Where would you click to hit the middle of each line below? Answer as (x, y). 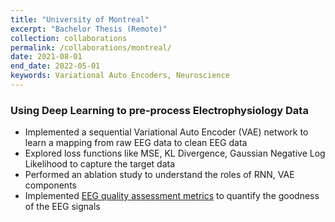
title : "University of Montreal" (80, 19)
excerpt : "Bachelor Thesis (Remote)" (89, 29)
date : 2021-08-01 (46, 57)
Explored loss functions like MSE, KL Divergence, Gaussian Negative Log (175, 153)
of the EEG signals (62, 207)
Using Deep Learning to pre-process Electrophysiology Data (159, 110)
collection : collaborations (69, 38)
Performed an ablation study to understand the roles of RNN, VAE (159, 175)
